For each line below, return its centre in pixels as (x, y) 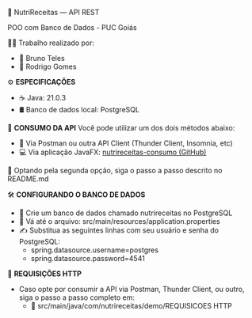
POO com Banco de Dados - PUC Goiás (72, 27)
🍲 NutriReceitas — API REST (53, 12)
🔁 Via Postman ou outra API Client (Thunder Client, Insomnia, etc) (126, 143)
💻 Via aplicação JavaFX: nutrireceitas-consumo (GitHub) (113, 152)
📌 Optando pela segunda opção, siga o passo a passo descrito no (115, 170)
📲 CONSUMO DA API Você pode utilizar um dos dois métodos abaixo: (121, 128)
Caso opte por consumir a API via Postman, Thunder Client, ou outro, (132, 289)
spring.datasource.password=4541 (88, 258)
